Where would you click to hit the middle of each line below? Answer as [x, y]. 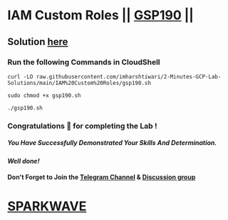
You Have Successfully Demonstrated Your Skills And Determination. [112, 143]
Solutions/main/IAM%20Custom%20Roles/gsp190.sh [79, 83]
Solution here [38, 42]
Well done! [24, 161]
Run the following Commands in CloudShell [84, 62]
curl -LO [20, 76]
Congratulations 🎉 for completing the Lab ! [82, 126]
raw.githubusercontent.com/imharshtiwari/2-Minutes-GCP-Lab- [129, 76]
